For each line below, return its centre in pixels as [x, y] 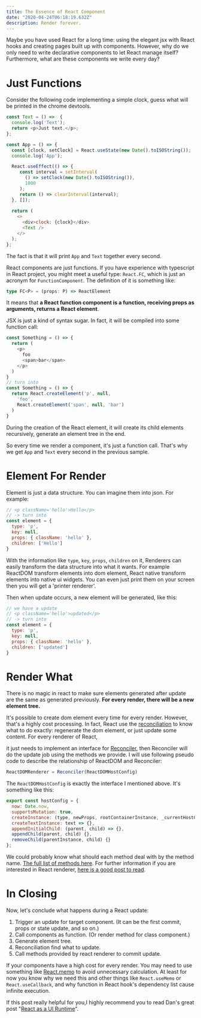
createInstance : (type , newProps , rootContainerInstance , [86, 817]
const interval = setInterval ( [58, 172]
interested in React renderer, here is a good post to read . [76, 869]
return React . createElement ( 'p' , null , [61, 394]
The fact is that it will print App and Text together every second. [84, 256]
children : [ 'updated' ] [40, 647]
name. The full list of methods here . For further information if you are [91, 864]
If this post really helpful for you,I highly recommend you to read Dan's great [100, 1002]
